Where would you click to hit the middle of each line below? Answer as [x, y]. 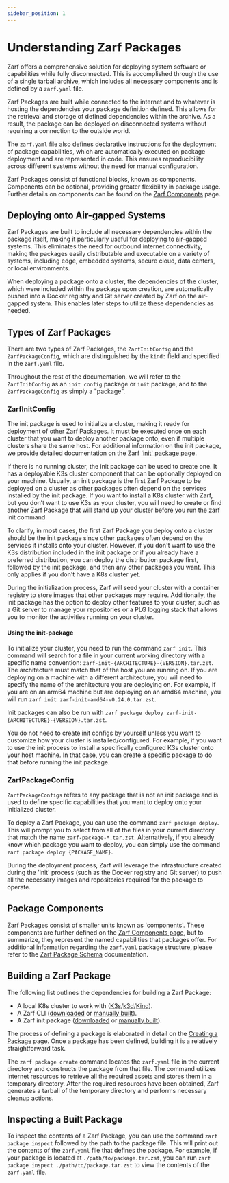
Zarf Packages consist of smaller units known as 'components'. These [106, 925]
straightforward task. [37, 1048]
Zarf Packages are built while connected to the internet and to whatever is [111, 102]
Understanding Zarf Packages [95, 47]
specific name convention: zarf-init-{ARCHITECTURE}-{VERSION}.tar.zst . [110, 662]
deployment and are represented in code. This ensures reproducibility [105, 159]
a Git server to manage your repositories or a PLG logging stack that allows [113, 610]
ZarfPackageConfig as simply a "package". [66, 391]
